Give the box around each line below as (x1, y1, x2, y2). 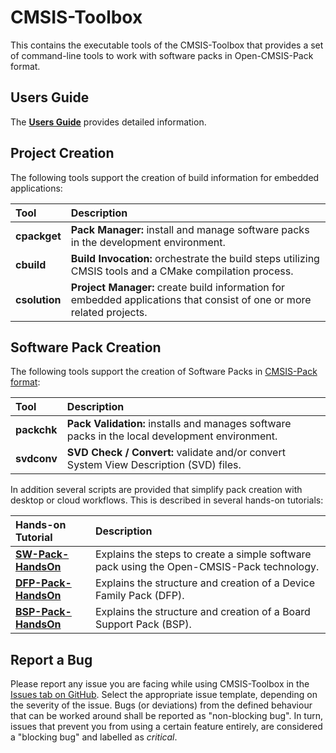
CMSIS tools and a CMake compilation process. (70, 264, 294, 278)
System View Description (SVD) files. (66, 458, 242, 472)
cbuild (15, 257, 47, 271)
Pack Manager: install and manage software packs (70, 222, 310, 236)
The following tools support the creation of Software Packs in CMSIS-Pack (10, 366, 318, 378)
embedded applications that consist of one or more (70, 292, 312, 306)
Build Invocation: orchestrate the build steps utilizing (70, 251, 320, 265)
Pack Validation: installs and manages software (66, 417, 292, 431)
